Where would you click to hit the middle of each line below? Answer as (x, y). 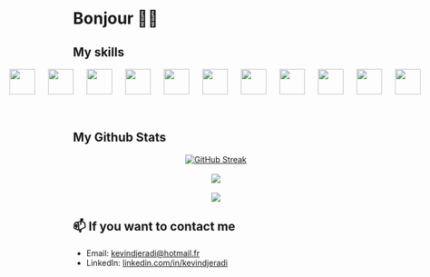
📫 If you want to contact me (154, 227)
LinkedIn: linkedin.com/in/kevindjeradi (157, 262)
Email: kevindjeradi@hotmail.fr (143, 252)
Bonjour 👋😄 (116, 19)
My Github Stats (119, 138)
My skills (99, 52)
